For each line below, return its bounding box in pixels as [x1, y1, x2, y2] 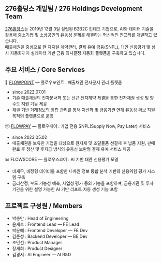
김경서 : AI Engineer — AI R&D [12, 252, 71, 258]
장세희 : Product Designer [12, 246, 63, 251]
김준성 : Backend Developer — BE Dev [12, 233, 88, 239]
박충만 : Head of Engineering [12, 216, 69, 221]
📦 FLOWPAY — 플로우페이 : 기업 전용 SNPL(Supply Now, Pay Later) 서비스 [5, 123, 151, 129]
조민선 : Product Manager [12, 240, 62, 246]
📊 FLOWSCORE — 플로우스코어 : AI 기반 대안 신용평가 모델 [5, 156, 118, 162]
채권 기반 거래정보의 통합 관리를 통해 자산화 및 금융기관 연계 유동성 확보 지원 [12, 107, 156, 113]
